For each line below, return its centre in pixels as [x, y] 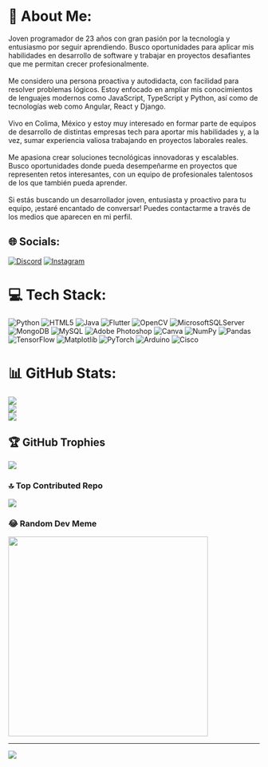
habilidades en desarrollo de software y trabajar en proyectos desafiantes [130, 55]
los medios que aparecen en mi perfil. [71, 217]
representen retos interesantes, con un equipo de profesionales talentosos [131, 174]
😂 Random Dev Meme [53, 523]
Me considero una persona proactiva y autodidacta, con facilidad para [124, 81]
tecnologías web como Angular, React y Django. [87, 106]
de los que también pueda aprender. [68, 182]
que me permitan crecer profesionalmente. [79, 64]
